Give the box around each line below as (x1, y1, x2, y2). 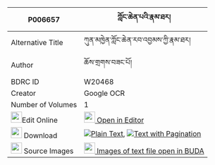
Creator (11, 88, 37, 98)
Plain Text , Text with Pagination (90, 128, 202, 138)
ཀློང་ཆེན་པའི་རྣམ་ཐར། (117, 12, 171, 22)
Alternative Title (11, 37, 63, 47)
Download (23, 130, 58, 140)
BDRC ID (11, 77, 40, 87)
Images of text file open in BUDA (97, 146, 204, 156)
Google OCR (83, 88, 125, 98)
